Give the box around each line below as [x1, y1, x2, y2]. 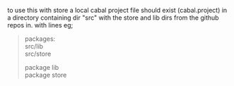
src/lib [24, 42, 44, 50]
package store [24, 70, 67, 79]
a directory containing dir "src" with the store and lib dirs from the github [7, 13, 219, 22]
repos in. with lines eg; [7, 21, 74, 29]
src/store [24, 49, 52, 58]
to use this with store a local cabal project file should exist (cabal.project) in [7, 6, 228, 14]
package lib [24, 63, 59, 71]
